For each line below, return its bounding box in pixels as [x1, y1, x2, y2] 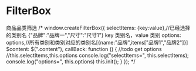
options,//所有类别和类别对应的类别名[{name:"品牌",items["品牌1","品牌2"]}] [6, 39, 188, 46]
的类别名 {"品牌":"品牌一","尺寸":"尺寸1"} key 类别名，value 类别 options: [6, 31, 181, 39]
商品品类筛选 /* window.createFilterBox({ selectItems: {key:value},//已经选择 [6, 24, 191, 31]
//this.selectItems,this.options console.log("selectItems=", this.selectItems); [6, 52, 189, 59]
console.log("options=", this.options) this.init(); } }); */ [6, 58, 136, 65]
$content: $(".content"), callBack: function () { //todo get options [6, 45, 163, 52]
